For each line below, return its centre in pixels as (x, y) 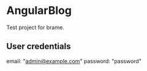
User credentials (39, 46)
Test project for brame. (35, 27)
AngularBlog (39, 11)
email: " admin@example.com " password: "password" (74, 61)
